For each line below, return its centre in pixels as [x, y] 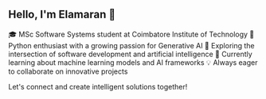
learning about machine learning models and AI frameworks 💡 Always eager [133, 62]
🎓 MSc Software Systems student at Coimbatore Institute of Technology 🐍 [131, 34]
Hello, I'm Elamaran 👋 [62, 15]
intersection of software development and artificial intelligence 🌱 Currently [130, 54]
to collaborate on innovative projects [68, 71]
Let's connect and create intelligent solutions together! [98, 86]
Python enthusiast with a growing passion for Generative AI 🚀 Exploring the [131, 45]
